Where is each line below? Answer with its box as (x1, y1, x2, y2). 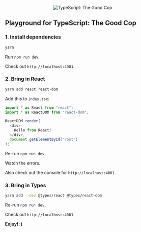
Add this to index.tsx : (5, 96, 50, 101)
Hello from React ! (14, 128, 52, 133)
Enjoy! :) (5, 221, 23, 227)
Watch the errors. (5, 160, 41, 166)
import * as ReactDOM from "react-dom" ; (5, 110, 89, 115)
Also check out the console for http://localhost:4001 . (5, 169, 116, 175)
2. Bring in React (5, 75, 45, 82)
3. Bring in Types (5, 182, 46, 189)
